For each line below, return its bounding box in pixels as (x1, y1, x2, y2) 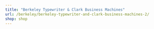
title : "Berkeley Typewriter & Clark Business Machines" (5, 7, 125, 12)
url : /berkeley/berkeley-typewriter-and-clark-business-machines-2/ (5, 12, 150, 17)
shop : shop (5, 16, 28, 21)
